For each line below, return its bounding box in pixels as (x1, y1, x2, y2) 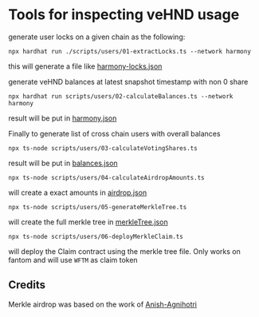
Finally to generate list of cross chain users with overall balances (8, 129, 221, 138)
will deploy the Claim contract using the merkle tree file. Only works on (8, 246, 241, 256)
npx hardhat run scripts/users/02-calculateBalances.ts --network (8, 92, 233, 101)
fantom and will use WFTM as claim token (8, 255, 138, 264)
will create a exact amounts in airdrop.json (8, 188, 147, 197)
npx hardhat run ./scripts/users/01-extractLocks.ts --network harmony (8, 47, 251, 55)
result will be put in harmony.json (8, 113, 117, 123)
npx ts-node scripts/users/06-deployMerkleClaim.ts (8, 232, 183, 240)
